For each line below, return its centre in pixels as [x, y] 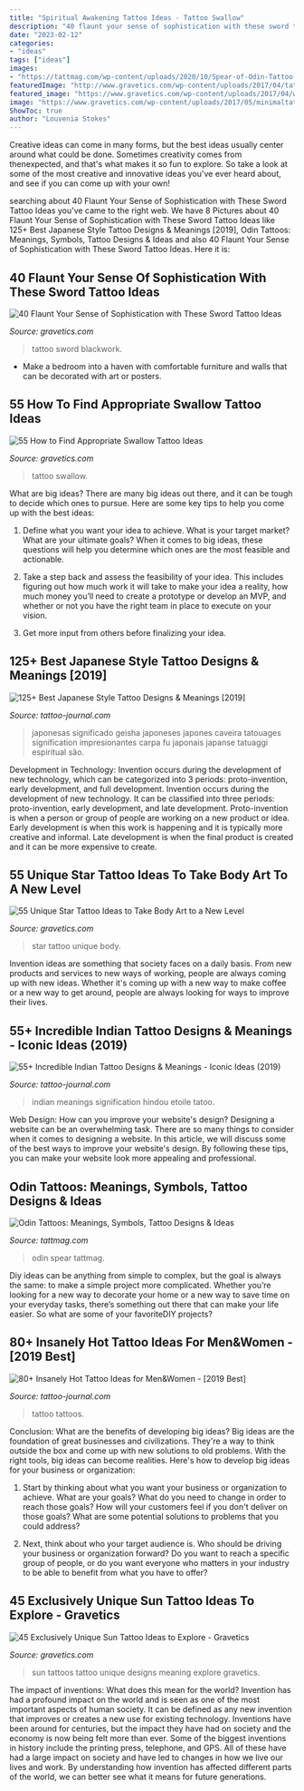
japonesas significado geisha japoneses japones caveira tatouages [157, 732]
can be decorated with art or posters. [92, 376]
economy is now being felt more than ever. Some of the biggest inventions [148, 1737]
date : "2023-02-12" [46, 34]
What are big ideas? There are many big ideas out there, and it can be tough [151, 493]
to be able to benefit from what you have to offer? [115, 1572]
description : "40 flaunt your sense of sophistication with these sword [149, 26]
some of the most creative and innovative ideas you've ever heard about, [146, 174]
